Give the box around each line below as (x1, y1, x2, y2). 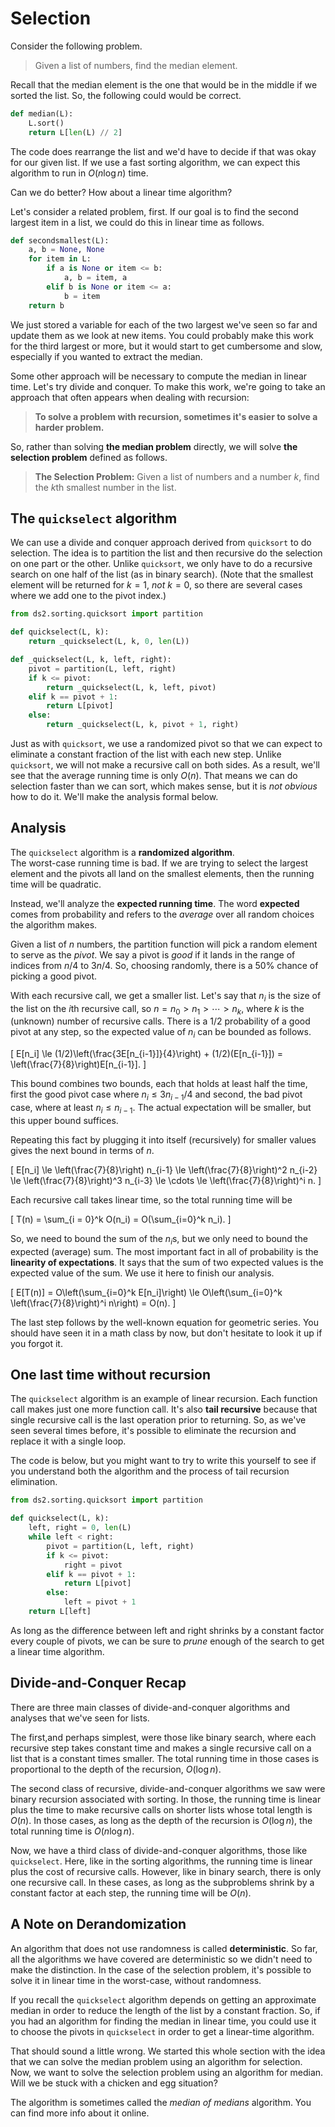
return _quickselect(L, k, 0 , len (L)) (28, 637, 190, 647)
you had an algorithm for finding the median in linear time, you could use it (10, 2015, 317, 2027)
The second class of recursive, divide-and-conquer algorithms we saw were (10, 1782, 326, 1794)
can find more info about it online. (10, 2107, 150, 2119)
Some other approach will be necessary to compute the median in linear (10, 370, 308, 382)
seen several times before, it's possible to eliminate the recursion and (10, 1425, 297, 1437)
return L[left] (28, 1607, 92, 1617)
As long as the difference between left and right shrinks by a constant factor (10, 1624, 325, 1636)
